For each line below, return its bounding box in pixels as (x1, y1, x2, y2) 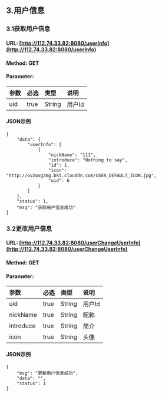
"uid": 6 (48, 177, 70, 184)
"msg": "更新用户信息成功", (16, 370, 78, 376)
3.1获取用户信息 (6, 25, 51, 33)
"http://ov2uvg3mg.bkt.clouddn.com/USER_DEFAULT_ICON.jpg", (6, 173, 157, 178)
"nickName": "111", (48, 152, 96, 158)
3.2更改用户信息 (6, 224, 52, 233)
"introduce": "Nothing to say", (48, 157, 128, 163)
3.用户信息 (6, 5, 45, 16)
